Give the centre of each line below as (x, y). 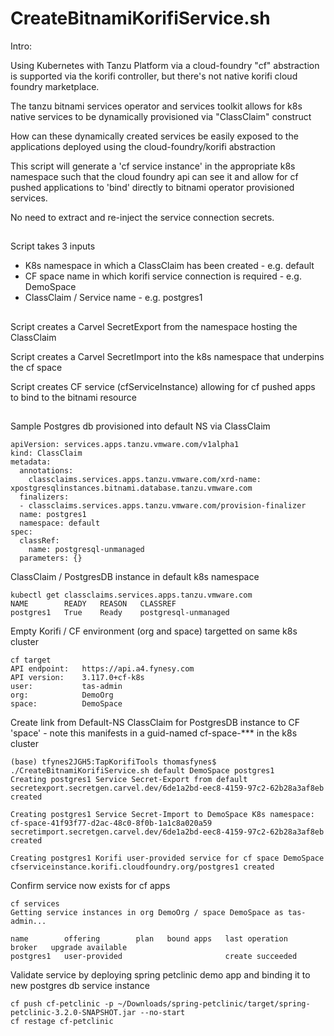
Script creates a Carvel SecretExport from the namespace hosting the (154, 326)
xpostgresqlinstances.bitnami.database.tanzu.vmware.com (131, 488)
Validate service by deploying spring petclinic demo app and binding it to (160, 975)
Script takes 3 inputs (53, 246)
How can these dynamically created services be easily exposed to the (154, 136)
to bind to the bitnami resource (73, 397)
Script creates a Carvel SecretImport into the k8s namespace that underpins (167, 356)
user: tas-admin (66, 687)
